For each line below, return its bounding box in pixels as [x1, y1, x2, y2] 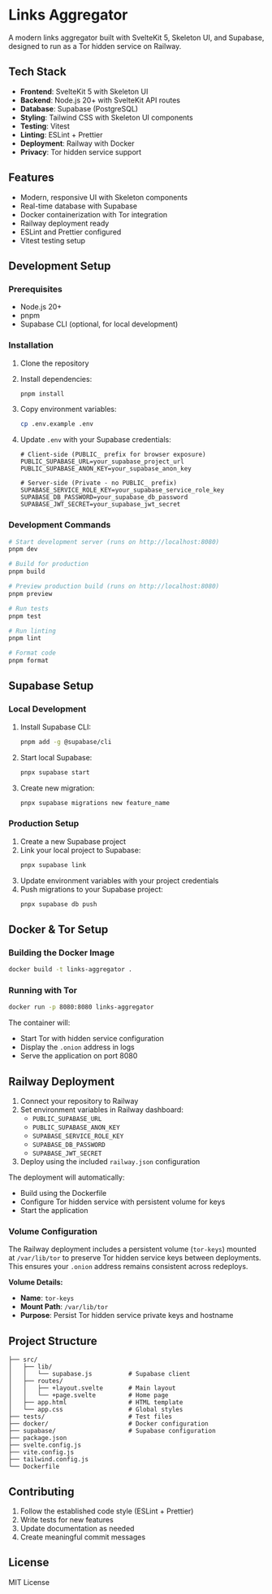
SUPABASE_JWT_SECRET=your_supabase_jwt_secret [19, 501, 181, 509]
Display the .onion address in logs [19, 1042, 136, 1052]
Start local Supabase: [19, 752, 93, 762]
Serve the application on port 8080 [19, 1051, 138, 1061]
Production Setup [8, 818, 80, 830]
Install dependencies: [19, 374, 93, 383]
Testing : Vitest [19, 120, 71, 131]
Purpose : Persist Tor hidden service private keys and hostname [19, 1311, 234, 1320]
